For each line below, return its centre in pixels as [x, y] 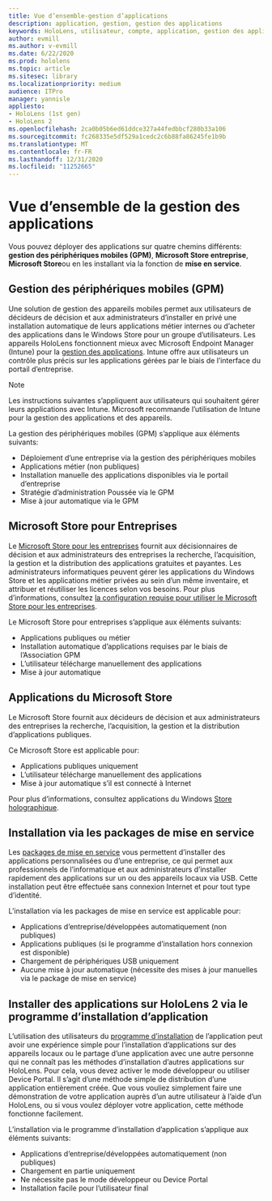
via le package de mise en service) [78, 979]
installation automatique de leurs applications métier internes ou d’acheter [132, 326]
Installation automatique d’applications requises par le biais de [124, 646]
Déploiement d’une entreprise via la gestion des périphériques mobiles [138, 457]
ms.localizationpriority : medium [65, 84]
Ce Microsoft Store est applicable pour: [74, 750]
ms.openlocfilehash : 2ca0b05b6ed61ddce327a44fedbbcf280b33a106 [117, 129]
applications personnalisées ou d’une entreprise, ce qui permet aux [121, 861]
